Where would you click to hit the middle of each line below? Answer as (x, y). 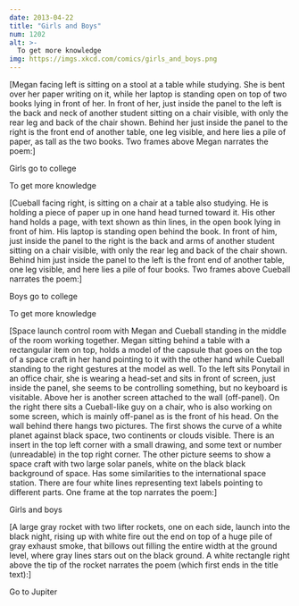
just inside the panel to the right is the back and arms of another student (142, 241)
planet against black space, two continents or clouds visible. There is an (142, 435)
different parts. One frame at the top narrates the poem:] (113, 492)
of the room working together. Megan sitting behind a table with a (130, 340)
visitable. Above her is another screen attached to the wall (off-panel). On (145, 397)
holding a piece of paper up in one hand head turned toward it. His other (142, 212)
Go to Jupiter (33, 592)
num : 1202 (28, 34)
